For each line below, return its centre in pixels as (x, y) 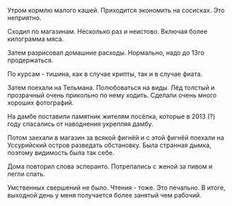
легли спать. (27, 174)
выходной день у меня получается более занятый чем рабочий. (104, 195)
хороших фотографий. (41, 103)
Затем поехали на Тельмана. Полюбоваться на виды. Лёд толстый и (111, 87)
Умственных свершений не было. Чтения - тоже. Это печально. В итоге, (116, 188)
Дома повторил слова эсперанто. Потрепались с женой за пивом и (110, 166)
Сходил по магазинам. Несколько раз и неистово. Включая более (108, 32)
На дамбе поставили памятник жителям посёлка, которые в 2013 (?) (111, 116)
